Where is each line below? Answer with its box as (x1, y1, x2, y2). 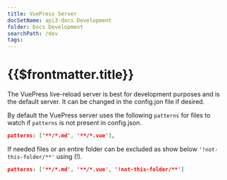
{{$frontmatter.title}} (7, 67, 135, 83)
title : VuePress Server (7, 10, 78, 18)
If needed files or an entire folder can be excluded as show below (7, 145, 197, 153)
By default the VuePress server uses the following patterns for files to (7, 111, 211, 120)
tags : (7, 37, 23, 44)
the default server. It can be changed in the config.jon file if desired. (7, 98, 205, 106)
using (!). (56, 152, 82, 160)
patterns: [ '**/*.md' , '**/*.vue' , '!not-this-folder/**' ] (7, 166, 185, 173)
